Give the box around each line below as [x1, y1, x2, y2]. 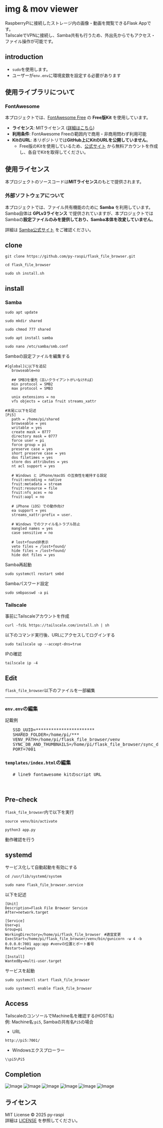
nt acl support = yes [11, 464, 55, 469]
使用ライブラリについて [5, 88, 75, 96]
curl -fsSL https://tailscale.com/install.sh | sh [5, 623, 110, 628]
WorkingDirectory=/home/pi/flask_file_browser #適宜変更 [5, 932, 121, 937]
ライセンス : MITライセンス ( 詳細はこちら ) [12, 125, 95, 131]
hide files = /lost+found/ [11, 548, 66, 553]
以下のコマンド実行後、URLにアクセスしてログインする [5, 632, 115, 638]
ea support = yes [11, 508, 47, 513]
